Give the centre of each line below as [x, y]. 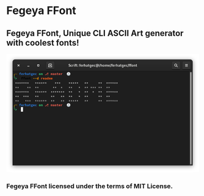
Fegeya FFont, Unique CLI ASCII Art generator [95, 33]
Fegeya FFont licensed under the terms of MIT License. [89, 186]
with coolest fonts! [43, 42]
